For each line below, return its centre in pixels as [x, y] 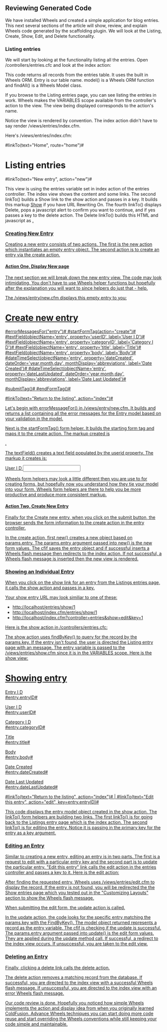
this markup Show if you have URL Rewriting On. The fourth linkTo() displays [83, 205]
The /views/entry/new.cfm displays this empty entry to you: [66, 297]
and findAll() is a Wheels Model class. [44, 85]
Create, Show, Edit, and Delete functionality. [50, 36]
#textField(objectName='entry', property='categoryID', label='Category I [79, 342]
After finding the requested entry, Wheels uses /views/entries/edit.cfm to [80, 882]
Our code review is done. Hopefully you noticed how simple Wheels [75, 1003]
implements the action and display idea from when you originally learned [80, 1008]
